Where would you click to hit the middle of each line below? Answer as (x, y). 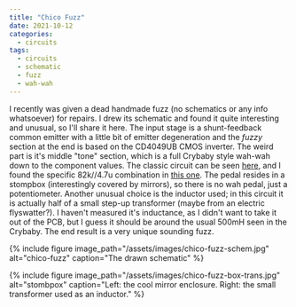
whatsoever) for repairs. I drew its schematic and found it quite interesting (144, 118)
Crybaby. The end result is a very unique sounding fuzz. (112, 231)
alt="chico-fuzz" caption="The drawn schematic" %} (107, 257)
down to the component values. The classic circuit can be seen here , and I (145, 165)
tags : (19, 51)
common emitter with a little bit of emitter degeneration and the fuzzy (136, 137)
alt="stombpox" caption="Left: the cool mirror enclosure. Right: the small (143, 284)
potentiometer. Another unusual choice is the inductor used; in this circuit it (146, 193)
